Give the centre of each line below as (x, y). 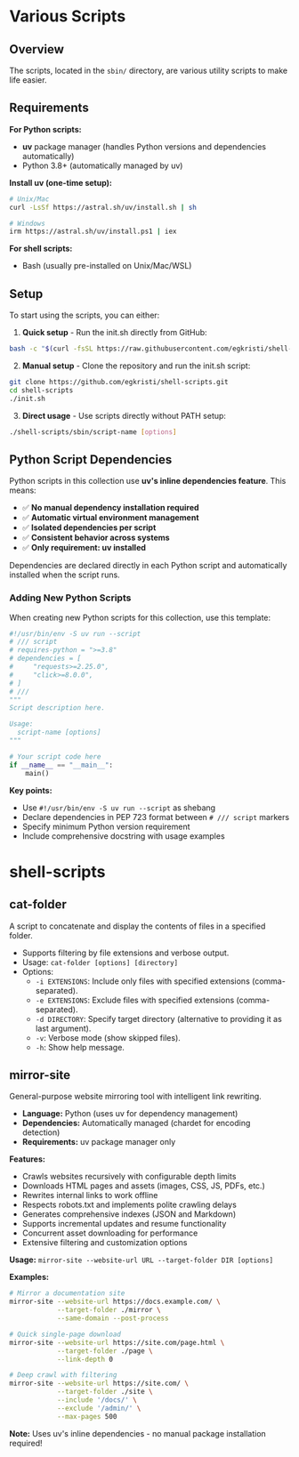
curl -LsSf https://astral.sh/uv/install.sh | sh (103, 207)
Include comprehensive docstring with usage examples (123, 836)
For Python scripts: (45, 129)
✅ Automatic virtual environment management (110, 518)
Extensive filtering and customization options (105, 1243)
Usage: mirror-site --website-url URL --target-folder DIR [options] (141, 1260)
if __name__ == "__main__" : (61, 765)
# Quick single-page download (65, 1334)
